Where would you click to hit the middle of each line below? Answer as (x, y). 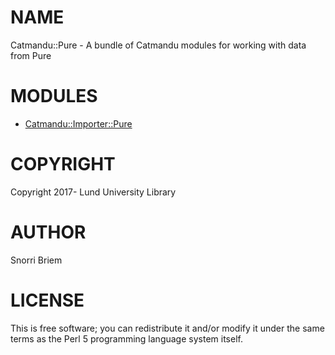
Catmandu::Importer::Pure (78, 123)
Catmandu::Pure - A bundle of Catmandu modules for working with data (158, 45)
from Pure (31, 55)
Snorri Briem (36, 260)
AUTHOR (48, 232)
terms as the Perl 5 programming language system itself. (126, 338)
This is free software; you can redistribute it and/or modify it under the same (167, 328)
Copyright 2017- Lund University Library (93, 192)
